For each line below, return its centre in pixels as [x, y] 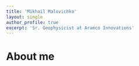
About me [30, 57]
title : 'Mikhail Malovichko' [41, 11]
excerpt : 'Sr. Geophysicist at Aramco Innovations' [70, 28]
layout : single [25, 17]
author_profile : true [32, 22]
